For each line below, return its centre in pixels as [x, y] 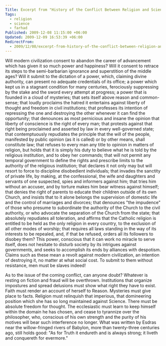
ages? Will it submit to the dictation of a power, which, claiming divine [76, 76]
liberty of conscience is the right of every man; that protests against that [79, 124]
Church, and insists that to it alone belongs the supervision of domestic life [81, 197]
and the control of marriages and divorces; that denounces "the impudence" [83, 202]
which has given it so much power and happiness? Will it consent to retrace [82, 66]
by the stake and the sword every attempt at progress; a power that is [76, 92]
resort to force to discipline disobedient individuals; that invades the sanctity [83, 171]
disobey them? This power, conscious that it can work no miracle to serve [80, 239]
